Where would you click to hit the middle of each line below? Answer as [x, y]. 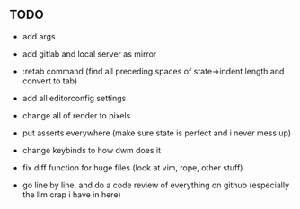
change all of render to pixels [76, 115]
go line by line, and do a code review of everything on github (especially [156, 185]
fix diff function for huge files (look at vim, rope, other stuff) [132, 167]
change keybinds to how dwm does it [92, 150]
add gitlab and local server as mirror [89, 54]
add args [39, 36]
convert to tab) [50, 81]
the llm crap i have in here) [71, 194]
